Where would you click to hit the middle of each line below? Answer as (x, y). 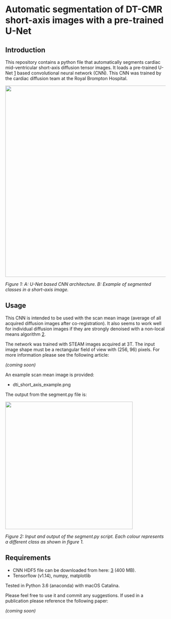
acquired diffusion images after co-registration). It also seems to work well (83, 323)
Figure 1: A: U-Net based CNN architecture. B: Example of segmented (78, 284)
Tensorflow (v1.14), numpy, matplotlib (52, 576)
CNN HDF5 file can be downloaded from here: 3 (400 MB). (74, 570)
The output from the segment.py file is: (46, 394)
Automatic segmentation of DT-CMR (84, 9)
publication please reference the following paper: (57, 601)
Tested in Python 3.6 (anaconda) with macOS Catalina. (63, 585)
